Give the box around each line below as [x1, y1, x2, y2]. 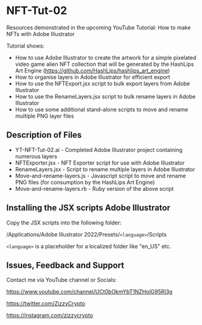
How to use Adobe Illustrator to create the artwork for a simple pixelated [15, 54, 197, 61]
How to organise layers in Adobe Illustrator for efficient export [15, 73, 170, 80]
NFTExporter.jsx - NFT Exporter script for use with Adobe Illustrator [15, 159, 185, 166]
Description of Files [6, 130, 82, 140]
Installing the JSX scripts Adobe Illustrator [6, 202, 170, 213]
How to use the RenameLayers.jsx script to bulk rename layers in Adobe [15, 93, 196, 100]
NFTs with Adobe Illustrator [6, 30, 75, 37]
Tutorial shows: [6, 42, 44, 49]
